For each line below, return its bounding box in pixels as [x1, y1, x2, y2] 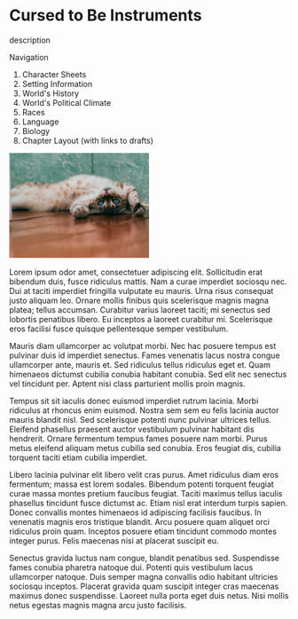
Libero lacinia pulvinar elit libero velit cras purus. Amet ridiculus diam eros [9, 469, 279, 480]
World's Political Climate [21, 97, 112, 107]
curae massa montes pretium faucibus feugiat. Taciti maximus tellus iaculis [9, 488, 283, 498]
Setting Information [21, 78, 93, 89]
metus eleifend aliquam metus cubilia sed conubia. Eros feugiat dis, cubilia [9, 442, 282, 453]
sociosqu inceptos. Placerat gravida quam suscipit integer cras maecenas [9, 581, 279, 591]
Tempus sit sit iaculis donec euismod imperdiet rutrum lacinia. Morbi [9, 395, 259, 406]
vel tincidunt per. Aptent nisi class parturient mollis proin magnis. [9, 378, 246, 389]
